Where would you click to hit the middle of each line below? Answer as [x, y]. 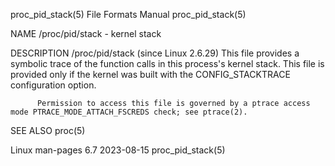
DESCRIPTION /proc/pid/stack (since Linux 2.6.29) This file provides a [155, 53]
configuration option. [53, 85]
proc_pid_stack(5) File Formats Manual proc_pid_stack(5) [128, 14]
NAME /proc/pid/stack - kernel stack [86, 33]
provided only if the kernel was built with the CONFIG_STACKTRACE [150, 74]
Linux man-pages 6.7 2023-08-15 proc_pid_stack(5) [118, 150]
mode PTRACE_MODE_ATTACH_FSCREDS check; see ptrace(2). [129, 112]
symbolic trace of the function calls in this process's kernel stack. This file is [167, 63]
